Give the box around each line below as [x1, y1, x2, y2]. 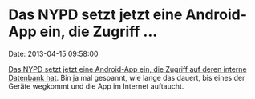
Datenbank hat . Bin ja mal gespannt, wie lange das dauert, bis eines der [8, 73, 245, 82]
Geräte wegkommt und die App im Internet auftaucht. [8, 81, 184, 91]
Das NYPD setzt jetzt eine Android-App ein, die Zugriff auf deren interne [8, 64, 247, 73]
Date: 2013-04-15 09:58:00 [8, 49, 99, 58]
